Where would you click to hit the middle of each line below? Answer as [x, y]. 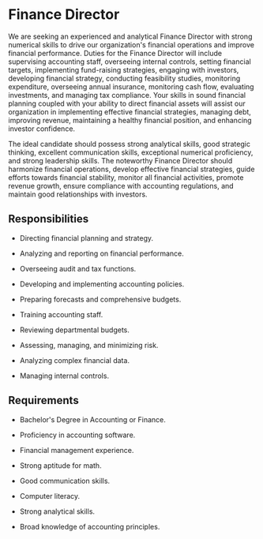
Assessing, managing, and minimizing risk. [89, 345]
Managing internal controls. [64, 376]
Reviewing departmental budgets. [75, 330]
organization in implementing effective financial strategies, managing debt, [130, 111]
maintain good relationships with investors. [78, 194]
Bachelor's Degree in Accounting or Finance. [92, 419]
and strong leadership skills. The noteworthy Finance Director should [120, 160]
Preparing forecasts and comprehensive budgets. [100, 299]
